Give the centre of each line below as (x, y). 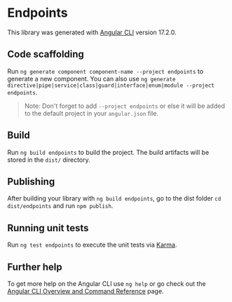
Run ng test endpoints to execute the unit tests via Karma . (92, 245)
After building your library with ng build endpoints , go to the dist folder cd (114, 198)
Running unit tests (48, 228)
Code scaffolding (46, 54)
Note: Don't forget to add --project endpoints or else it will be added (125, 106)
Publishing (31, 181)
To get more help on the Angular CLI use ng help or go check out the (107, 284)
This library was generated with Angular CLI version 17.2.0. (92, 32)
